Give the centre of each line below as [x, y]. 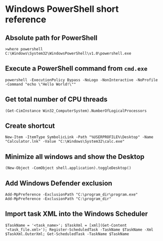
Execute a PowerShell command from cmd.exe [76, 68]
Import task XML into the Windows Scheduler [77, 214]
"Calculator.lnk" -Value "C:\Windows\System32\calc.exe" [65, 142]
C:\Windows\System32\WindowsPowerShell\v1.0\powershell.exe [68, 53]
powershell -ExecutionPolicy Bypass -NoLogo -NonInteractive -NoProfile [81, 80]
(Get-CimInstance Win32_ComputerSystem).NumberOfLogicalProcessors [76, 111]
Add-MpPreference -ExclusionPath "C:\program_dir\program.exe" [72, 195]
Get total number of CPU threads [56, 100]
